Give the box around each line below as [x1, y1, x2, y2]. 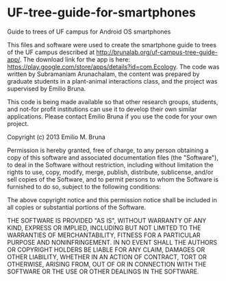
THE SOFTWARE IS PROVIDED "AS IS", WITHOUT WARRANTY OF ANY [7, 216, 207, 224]
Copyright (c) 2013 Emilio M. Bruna [7, 132, 106, 141]
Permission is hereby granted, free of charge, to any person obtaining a [7, 146, 209, 154]
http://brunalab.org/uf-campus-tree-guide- [96, 48, 218, 56]
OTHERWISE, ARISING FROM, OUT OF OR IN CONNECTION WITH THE [7, 260, 207, 268]
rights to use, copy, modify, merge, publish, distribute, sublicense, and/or [7, 168, 214, 176]
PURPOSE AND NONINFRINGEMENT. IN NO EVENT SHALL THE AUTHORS [7, 238, 218, 246]
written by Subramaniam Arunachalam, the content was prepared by [7, 70, 200, 78]
